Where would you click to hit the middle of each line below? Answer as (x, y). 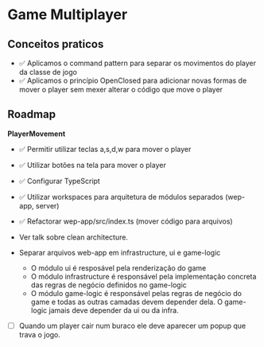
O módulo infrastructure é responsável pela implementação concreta (144, 276)
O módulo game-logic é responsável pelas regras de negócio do (136, 293)
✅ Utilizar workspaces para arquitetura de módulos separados (121, 197)
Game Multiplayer (68, 15)
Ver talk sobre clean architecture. (74, 237)
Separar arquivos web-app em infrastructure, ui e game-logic (120, 252)
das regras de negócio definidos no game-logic (109, 285)
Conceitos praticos (56, 44)
